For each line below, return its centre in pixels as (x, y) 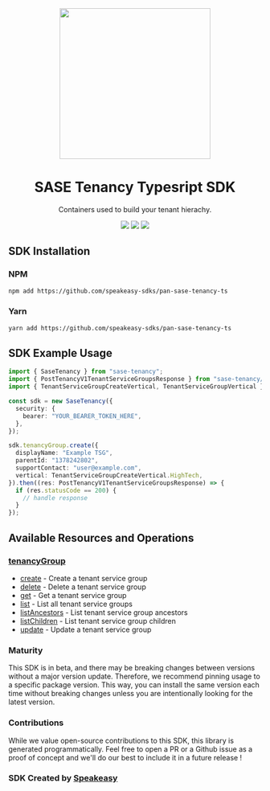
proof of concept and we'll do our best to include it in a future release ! (125, 757)
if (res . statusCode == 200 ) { (66, 490)
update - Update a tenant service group (86, 629)
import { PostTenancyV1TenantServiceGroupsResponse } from (109, 379)
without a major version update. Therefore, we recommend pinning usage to (135, 676)
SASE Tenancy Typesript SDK (135, 187)
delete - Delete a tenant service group (83, 587)
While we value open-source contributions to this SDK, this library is (121, 740)
